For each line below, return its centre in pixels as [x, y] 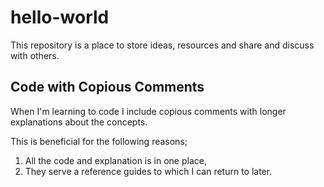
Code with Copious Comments [107, 87]
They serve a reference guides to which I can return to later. [148, 171]
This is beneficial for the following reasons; [99, 141]
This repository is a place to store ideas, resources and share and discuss [162, 45]
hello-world [60, 17]
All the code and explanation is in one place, [115, 160]
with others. [35, 55]
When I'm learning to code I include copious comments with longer [148, 111]
